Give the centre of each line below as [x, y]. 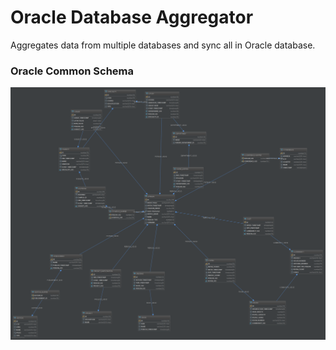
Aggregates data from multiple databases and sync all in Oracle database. [163, 45]
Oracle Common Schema [72, 71]
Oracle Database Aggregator [132, 17]
